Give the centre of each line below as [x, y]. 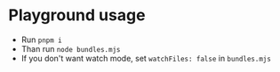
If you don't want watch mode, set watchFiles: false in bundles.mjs [146, 58]
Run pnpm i [42, 40]
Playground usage [77, 15]
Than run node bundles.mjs [71, 48]
